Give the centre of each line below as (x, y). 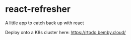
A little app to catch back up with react (45, 23)
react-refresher (38, 9)
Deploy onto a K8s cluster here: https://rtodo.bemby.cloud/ (65, 32)
